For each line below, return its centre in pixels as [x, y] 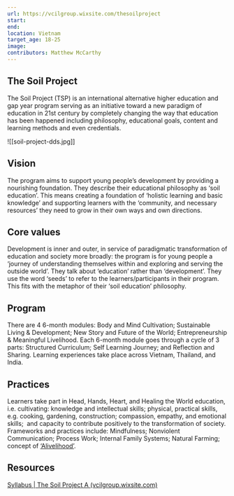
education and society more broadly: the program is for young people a [110, 256]
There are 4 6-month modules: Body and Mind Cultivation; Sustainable [109, 325]
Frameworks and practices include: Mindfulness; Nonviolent [94, 431]
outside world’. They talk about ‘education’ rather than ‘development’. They [115, 271]
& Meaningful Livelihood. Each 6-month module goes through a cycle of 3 [114, 340]
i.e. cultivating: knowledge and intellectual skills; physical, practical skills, [112, 408]
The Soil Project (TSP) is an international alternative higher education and [113, 98]
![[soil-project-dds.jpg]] [41, 142]
